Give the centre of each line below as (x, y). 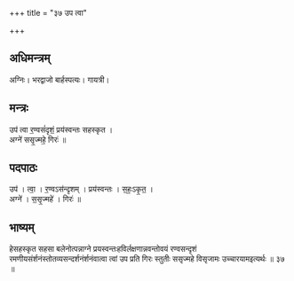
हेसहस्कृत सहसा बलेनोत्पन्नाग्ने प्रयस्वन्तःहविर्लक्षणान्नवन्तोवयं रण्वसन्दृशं (103, 249)
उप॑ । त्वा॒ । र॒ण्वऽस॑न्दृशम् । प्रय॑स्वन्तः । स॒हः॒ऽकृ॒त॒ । (81, 189)
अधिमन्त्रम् (30, 58)
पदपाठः (24, 168)
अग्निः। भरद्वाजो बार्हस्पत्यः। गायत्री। (60, 80)
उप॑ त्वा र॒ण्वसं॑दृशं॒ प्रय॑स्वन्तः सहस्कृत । (61, 129)
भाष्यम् (22, 227)
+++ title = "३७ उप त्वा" (48, 13)
